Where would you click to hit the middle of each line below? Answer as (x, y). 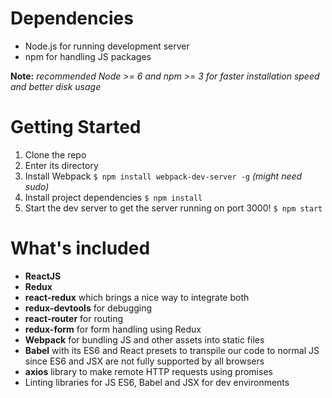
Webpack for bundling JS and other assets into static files (144, 339)
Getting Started (76, 127)
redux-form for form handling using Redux (113, 329)
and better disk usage (56, 86)
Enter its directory (61, 165)
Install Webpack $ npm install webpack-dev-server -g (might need (163, 176)
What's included (80, 248)
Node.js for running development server (107, 46)
